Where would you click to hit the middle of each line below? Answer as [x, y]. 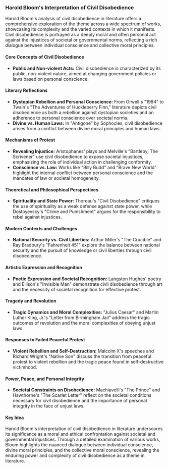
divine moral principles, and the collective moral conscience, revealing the [82, 450]
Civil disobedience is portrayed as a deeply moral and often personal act [81, 35]
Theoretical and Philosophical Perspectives [52, 190]
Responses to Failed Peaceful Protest [45, 340]
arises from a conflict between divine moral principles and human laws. [87, 128]
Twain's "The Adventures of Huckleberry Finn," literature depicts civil [84, 107]
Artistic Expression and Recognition [44, 267]
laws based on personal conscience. [51, 79]
